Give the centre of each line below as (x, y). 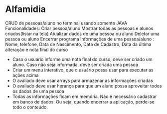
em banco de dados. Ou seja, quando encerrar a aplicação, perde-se (83, 101)
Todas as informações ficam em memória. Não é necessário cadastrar (84, 96)
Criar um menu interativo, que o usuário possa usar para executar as (83, 70)
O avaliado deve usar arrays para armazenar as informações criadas (83, 80)
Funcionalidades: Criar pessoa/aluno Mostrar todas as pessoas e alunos (79, 28)
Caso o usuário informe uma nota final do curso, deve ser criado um (83, 59)
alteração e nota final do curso (37, 49)
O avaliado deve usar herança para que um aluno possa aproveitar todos (87, 85)
